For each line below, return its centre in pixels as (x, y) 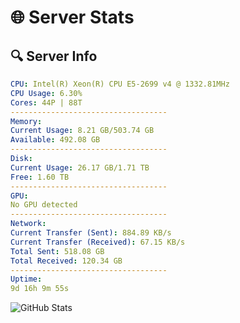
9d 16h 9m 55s (40, 289)
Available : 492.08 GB (55, 140)
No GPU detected (44, 205)
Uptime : (26, 279)
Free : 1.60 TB (40, 177)
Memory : (26, 121)
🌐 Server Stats (72, 17)
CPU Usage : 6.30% (46, 93)
